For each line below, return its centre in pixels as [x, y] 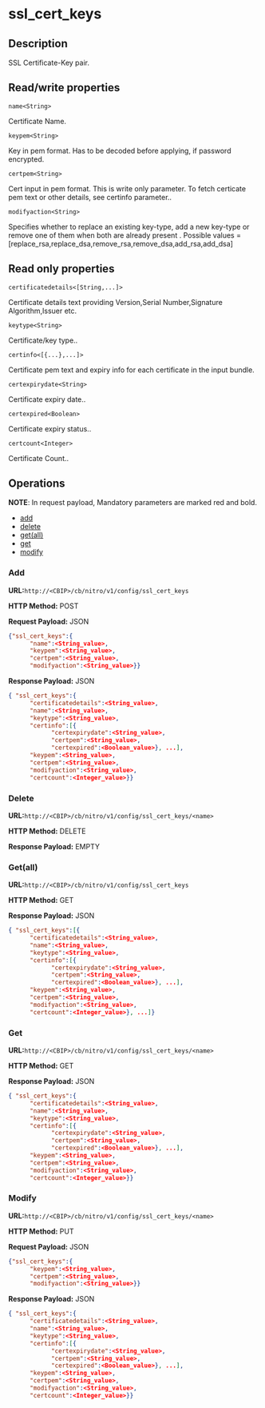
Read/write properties [64, 88]
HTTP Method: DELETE [47, 831]
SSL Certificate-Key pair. [49, 62]
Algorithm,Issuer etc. [43, 311]
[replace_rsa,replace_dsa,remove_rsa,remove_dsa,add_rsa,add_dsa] [121, 243]
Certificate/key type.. [43, 340]
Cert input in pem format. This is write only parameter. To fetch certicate [127, 188]
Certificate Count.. [39, 458]
